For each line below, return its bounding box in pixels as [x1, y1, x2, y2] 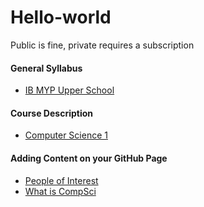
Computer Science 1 [24, 129, 108, 141]
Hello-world [10, 6, 112, 29]
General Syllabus [10, 62, 83, 74]
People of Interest [24, 174, 99, 186]
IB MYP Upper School [24, 84, 115, 96]
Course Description [10, 107, 93, 119]
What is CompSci [24, 185, 97, 197]
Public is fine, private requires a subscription [10, 39, 195, 51]
